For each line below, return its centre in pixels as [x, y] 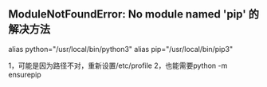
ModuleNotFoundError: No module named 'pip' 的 [133, 14]
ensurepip [25, 74]
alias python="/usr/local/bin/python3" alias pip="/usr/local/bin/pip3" [121, 49]
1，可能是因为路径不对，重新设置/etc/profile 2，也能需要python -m [118, 65]
